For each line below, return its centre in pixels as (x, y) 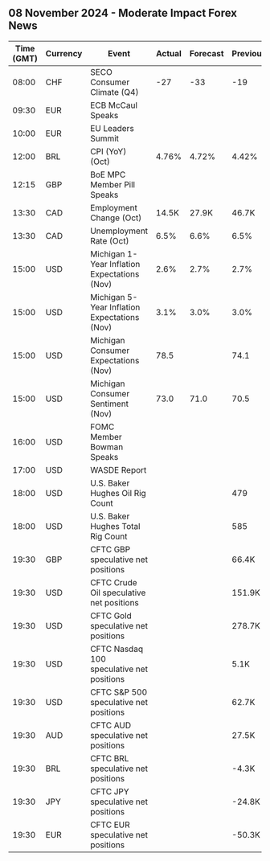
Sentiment (109, 404)
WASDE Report (118, 469)
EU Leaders (112, 128)
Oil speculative (118, 592)
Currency (64, 53)
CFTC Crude (114, 582)
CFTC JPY (110, 791)
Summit (104, 138)
